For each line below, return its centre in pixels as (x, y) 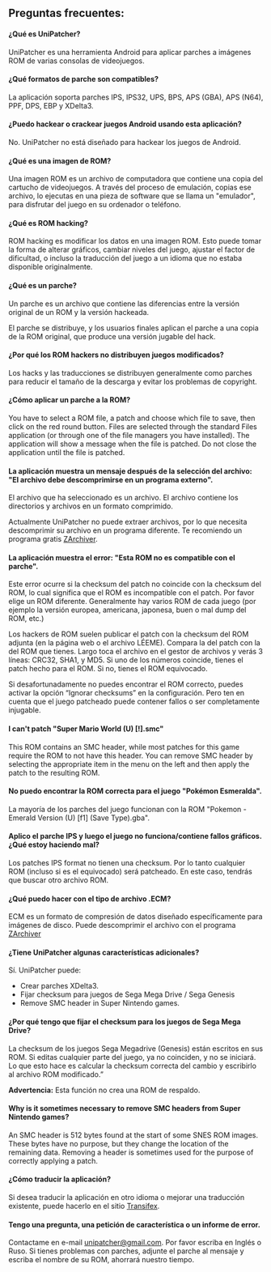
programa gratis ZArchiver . (53, 539)
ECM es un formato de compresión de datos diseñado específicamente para (135, 917)
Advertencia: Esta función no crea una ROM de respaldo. (104, 1090)
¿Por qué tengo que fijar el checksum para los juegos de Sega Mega (125, 1022)
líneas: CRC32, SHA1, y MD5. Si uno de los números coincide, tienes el (126, 660)
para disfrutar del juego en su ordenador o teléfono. (95, 205)
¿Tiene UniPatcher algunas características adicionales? (104, 952)
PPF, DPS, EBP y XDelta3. (51, 105)
